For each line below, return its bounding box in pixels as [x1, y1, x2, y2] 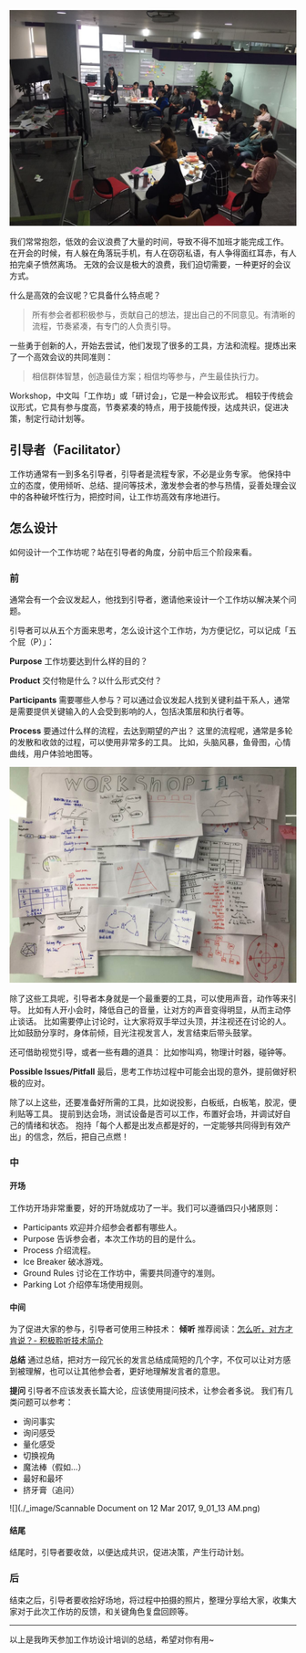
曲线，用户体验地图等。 [9, 748, 97, 759]
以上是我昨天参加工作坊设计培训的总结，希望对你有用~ [9, 1634, 215, 1645]
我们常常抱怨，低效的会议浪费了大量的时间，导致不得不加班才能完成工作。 [9, 237, 289, 247]
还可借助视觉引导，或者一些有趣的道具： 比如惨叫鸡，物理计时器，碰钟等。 [9, 1047, 291, 1058]
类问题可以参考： [9, 1396, 74, 1407]
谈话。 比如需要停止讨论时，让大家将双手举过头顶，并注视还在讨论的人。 [16, 1016, 291, 1027]
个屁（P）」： [9, 636, 55, 647]
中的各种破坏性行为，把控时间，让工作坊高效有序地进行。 [9, 490, 225, 502]
